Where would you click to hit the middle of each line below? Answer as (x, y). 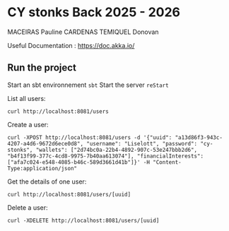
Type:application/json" (42, 168)
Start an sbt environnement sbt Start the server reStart (88, 85)
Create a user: (28, 124)
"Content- (167, 162)
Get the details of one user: (47, 182)
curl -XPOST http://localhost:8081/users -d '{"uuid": (90, 137)
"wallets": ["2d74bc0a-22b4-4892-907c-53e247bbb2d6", (117, 150)
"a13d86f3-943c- (199, 137)
